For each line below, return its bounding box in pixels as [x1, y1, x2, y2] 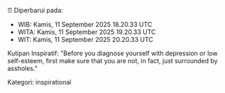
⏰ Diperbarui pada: [7, 6, 64, 14]
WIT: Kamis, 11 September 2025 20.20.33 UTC [17, 35, 154, 43]
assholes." [7, 64, 38, 72]
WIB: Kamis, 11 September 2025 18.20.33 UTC [17, 21, 153, 28]
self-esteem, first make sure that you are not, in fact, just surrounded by [7, 57, 218, 65]
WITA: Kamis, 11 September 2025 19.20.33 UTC [17, 28, 156, 36]
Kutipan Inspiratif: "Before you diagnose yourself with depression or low [7, 49, 218, 58]
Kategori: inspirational [7, 78, 72, 86]
